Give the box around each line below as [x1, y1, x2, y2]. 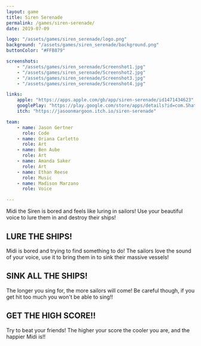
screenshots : [6, 58, 39, 64]
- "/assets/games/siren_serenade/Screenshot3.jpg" [17, 75, 146, 81]
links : [6, 91, 23, 98]
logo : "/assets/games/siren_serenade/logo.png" [6, 37, 127, 43]
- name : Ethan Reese [17, 169, 68, 175]
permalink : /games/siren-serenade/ [6, 20, 95, 26]
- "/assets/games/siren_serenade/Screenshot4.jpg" [17, 80, 146, 87]
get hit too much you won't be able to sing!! [6, 293, 114, 300]
